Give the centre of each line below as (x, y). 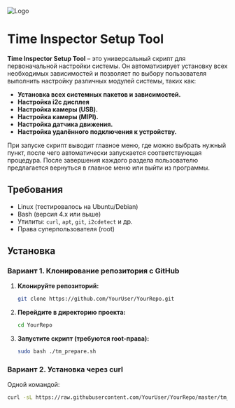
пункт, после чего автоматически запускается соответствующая (105, 152)
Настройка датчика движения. (65, 124)
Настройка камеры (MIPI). (58, 116)
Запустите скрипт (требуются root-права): (83, 339)
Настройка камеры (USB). (57, 109)
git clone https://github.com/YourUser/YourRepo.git (96, 299)
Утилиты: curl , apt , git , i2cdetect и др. (75, 222)
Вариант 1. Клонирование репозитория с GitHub (93, 271)
